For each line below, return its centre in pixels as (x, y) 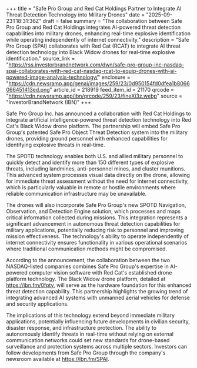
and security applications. (37, 304)
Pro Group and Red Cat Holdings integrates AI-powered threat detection (94, 27)
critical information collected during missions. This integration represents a (97, 218)
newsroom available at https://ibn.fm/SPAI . (58, 359)
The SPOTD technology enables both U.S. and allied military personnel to (95, 156)
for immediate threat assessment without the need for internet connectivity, (98, 181)
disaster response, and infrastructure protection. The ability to (81, 328)
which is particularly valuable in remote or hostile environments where (91, 187)
